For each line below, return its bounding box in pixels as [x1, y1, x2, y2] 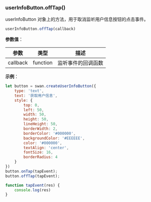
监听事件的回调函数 [57, 60, 104, 67]
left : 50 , [23, 107, 44, 112]
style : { [14, 98, 33, 103]
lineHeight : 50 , [23, 122, 58, 127]
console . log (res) [14, 187, 51, 192]
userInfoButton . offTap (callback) [5, 26, 76, 32]
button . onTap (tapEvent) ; [5, 168, 58, 174]
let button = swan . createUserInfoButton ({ [5, 83, 96, 89]
